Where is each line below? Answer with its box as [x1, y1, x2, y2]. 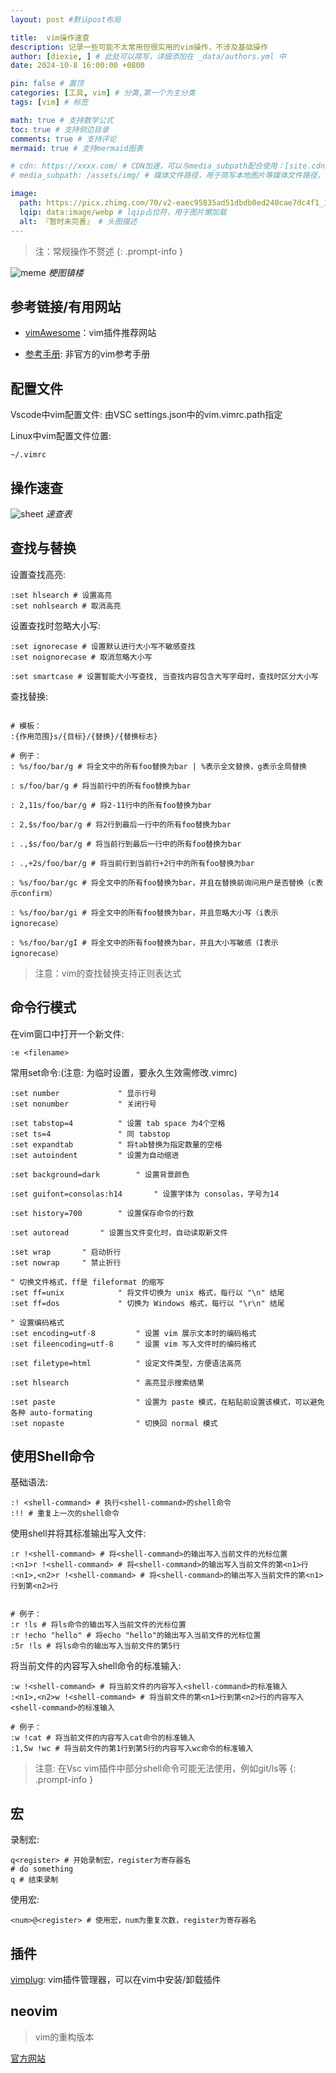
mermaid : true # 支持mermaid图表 [10, 143, 144, 153]
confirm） [17, 888, 57, 898]
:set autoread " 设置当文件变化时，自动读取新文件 [10, 1227, 228, 1238]
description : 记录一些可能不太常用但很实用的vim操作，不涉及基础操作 [10, 42, 268, 52]
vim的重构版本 [34, 2031, 95, 2043]
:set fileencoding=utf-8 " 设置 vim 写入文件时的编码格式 [10, 1339, 257, 1349]
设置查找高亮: [10, 568, 67, 580]
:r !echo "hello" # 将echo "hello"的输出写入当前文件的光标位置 [10, 1631, 262, 1641]
